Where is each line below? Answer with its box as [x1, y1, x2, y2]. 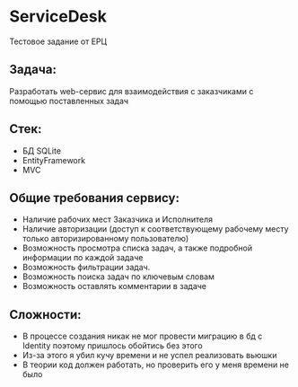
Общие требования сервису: [9, 190, 180, 206]
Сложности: [9, 307, 83, 322]
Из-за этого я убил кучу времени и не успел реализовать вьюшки [22, 350, 277, 361]
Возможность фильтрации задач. [22, 262, 151, 273]
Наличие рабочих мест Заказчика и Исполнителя [22, 214, 214, 225]
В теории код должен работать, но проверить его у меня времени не [22, 359, 290, 370]
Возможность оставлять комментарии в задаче [22, 281, 206, 292]
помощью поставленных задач [9, 95, 128, 106]
